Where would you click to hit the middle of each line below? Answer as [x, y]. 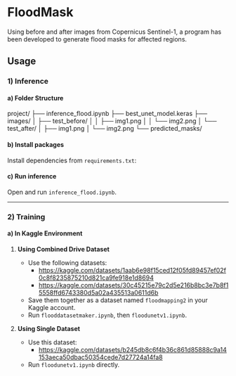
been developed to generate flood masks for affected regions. [97, 39]
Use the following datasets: [67, 262]
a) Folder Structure [35, 98]
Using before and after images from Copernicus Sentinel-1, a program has [114, 32]
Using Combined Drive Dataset [64, 249]
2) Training [26, 216]
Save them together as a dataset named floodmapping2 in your [118, 300]
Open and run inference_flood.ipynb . [62, 192]
